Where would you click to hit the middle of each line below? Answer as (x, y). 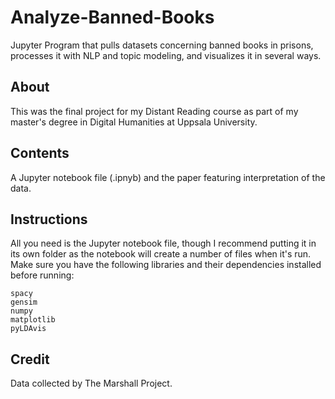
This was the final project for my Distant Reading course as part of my (154, 111)
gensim (24, 302)
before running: (42, 275)
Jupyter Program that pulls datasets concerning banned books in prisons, (162, 45)
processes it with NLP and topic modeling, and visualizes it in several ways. (166, 55)
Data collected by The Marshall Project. (91, 383)
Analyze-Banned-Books (112, 17)
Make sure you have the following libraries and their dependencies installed (166, 265)
